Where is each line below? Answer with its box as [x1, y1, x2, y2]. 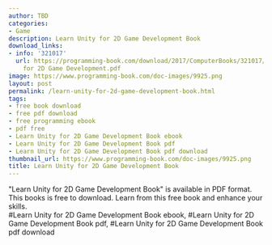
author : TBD [8, 11, 49, 20]
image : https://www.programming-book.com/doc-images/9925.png [8, 72, 223, 80]
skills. [8, 201, 28, 211]
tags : [8, 95, 27, 103]
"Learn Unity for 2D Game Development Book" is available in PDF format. [8, 184, 253, 194]
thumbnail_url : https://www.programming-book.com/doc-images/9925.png [8, 154, 252, 163]
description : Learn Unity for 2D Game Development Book [8, 34, 201, 43]
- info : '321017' [8, 49, 67, 57]
